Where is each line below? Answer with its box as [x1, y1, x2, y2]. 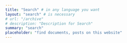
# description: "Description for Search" [5, 21, 93, 26]
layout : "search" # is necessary [5, 12, 75, 17]
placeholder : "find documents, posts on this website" [5, 30, 122, 35]
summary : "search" [5, 26, 44, 31]
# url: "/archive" [5, 16, 44, 21]
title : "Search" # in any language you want [5, 7, 100, 12]
